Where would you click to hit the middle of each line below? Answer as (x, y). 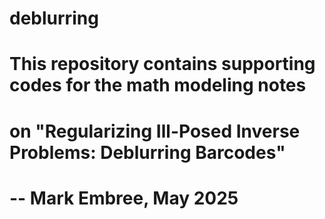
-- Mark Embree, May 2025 (124, 198)
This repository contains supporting (162, 64)
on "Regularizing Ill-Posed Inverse (155, 131)
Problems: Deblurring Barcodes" (147, 152)
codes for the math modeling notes (158, 85)
